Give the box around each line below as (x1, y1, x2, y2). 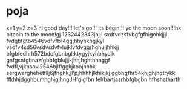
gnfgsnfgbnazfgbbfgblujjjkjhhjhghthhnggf (6, 56, 110, 64)
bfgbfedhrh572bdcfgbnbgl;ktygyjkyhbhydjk (6, 50, 115, 57)
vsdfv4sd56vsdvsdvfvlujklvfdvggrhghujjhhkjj (6, 44, 119, 51)
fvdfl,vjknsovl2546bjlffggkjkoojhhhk (6, 62, 96, 70)
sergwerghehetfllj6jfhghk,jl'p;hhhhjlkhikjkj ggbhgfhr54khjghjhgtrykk (6, 69, 176, 76)
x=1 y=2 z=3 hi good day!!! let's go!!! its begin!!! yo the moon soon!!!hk (6, 24, 182, 31)
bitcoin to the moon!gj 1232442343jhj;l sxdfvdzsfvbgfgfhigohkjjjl (6, 30, 168, 38)
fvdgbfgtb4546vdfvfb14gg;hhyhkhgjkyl (6, 37, 105, 44)
